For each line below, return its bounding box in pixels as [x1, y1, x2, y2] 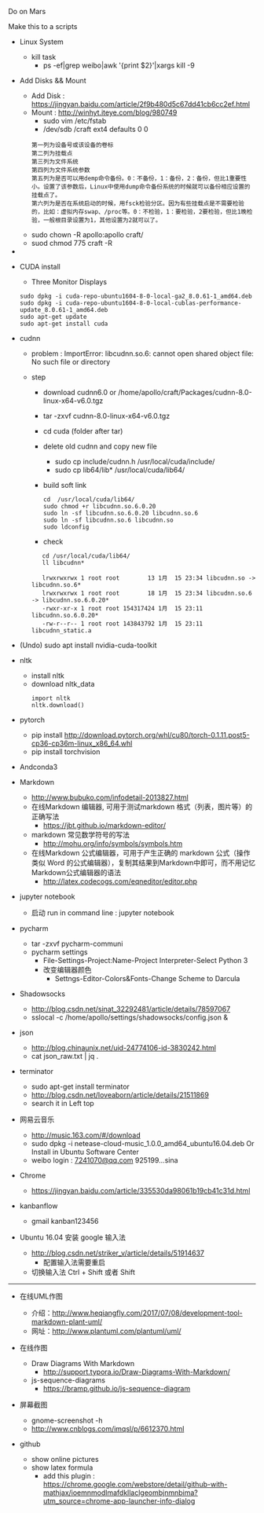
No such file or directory [31, 357, 111, 366]
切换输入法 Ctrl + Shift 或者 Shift [31, 1268, 136, 1277]
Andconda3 [19, 762, 58, 771]
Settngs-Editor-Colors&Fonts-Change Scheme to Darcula [54, 974, 240, 983]
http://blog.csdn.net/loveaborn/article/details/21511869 [31, 1090, 210, 1099]
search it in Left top [31, 1099, 94, 1108]
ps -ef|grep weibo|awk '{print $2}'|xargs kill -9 [42, 60, 195, 70]
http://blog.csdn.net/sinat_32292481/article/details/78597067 [31, 1005, 231, 1013]
